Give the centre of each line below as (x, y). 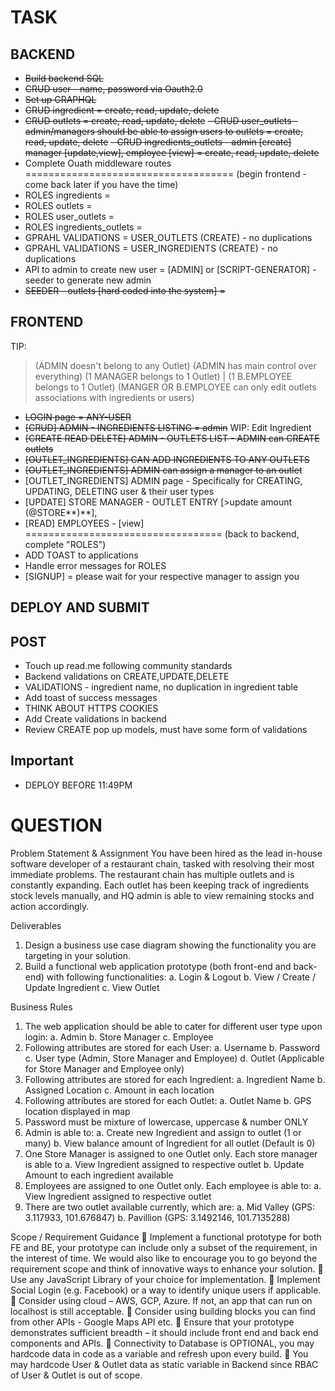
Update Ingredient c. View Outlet (92, 987)
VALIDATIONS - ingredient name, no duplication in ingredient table (161, 687)
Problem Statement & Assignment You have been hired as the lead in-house (166, 853)
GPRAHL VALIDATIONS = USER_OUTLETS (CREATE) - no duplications (168, 237)
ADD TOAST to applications (81, 555)
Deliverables (36, 925)
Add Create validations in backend (95, 719)
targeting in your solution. (78, 955)
